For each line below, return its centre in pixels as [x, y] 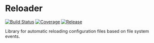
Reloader [24, 8]
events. [13, 36]
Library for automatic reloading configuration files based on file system [77, 31]
